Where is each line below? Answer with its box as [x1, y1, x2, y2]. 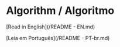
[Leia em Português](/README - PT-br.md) [6, 34, 110, 41]
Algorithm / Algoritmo [6, 4, 115, 17]
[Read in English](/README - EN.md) [6, 23, 95, 30]
